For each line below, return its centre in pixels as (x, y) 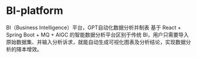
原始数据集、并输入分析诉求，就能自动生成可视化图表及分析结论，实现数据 (96, 42)
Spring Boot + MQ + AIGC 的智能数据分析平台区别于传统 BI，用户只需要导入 (98, 35)
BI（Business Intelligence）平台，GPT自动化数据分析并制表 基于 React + (94, 27)
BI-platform (35, 11)
